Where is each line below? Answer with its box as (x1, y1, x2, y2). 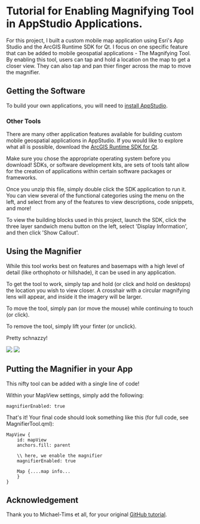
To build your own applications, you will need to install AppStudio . (6, 102, 168, 109)
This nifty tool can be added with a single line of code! (6, 380, 140, 387)
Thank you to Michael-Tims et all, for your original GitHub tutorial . (6, 511, 167, 518)
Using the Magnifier (6, 246, 82, 257)
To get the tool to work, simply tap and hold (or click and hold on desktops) (6, 280, 191, 287)
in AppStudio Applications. (6, 17, 143, 31)
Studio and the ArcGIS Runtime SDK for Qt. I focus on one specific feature (6, 43, 188, 50)
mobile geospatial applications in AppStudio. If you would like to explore (6, 137, 183, 144)
